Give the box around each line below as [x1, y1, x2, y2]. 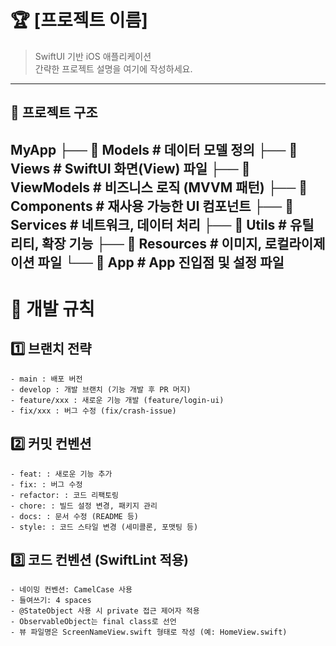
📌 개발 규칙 [10, 297, 95, 320]
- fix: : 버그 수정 [10, 479, 83, 490]
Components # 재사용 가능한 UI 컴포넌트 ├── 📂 [10, 197, 294, 215]
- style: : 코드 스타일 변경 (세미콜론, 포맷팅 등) [10, 522, 199, 532]
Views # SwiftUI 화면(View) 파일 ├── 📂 [10, 160, 251, 177]
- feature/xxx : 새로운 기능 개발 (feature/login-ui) [10, 395, 225, 405]
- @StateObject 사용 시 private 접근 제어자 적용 [10, 606, 200, 616]
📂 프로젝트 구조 [10, 104, 98, 121]
